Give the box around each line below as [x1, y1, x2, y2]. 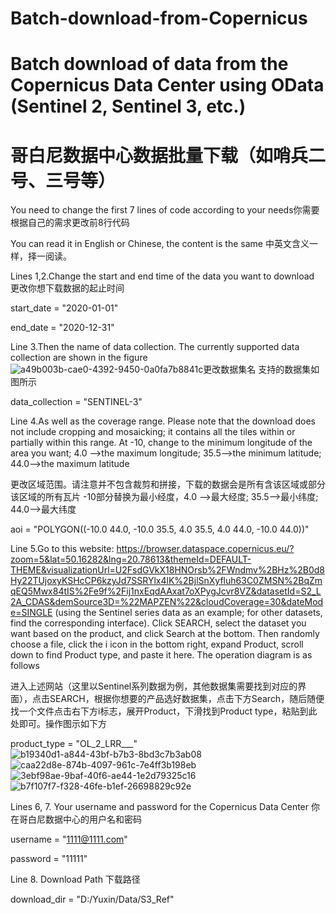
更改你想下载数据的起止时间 [10, 282, 125, 294]
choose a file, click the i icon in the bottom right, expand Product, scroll [10, 638, 304, 651]
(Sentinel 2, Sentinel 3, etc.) [10, 95, 247, 118]
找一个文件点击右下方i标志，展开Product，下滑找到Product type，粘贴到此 [10, 705, 318, 717]
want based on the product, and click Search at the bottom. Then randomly [10, 628, 320, 640]
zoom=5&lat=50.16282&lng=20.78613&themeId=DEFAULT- [10, 553, 252, 566]
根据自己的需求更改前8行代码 [10, 217, 130, 229]
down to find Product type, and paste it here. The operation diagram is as [10, 649, 313, 661]
